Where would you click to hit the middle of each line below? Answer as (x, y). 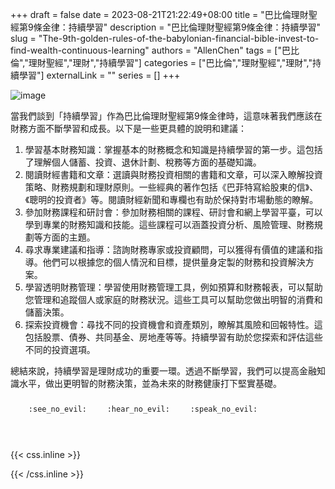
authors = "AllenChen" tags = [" (216, 50)
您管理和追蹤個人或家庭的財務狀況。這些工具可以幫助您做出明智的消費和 (173, 299)
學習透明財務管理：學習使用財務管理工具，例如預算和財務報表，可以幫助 (173, 287)
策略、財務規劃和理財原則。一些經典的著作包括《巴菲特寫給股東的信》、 (171, 187)
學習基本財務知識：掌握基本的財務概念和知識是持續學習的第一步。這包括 (173, 149)
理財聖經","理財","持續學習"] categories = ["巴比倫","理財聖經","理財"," (170, 62)
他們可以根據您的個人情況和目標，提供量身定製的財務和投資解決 (174, 262)
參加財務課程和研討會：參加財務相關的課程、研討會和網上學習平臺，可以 (173, 212)
